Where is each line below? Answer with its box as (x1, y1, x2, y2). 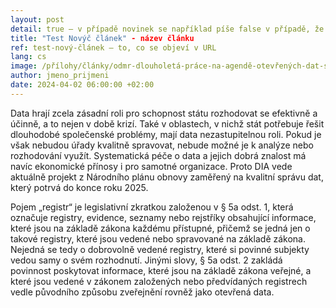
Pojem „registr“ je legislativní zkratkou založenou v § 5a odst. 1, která (10, 201, 294, 213)
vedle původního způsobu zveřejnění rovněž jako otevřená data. (10, 286, 275, 298)
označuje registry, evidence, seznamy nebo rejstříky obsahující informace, (10, 211, 317, 223)
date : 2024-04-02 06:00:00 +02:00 (10, 80, 155, 90)
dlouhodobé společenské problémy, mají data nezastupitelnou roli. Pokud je (10, 128, 322, 140)
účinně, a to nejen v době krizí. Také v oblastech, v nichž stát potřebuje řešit (10, 117, 325, 130)
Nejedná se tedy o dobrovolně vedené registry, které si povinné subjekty (10, 243, 310, 255)
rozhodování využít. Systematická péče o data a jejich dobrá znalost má (10, 149, 307, 161)
